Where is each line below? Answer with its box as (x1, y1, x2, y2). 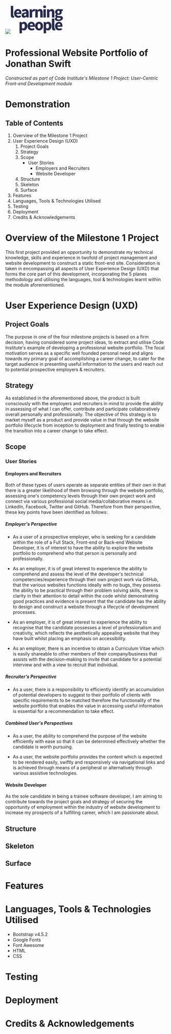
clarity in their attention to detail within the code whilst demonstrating (12, 593, 159, 599)
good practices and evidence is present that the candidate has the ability (12, 598, 166, 605)
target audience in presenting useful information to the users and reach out (5, 361, 163, 367)
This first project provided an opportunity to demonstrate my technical (5, 249, 153, 255)
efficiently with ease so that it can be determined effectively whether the (12, 739, 166, 745)
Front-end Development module (5, 80, 72, 87)
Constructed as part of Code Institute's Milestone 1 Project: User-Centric (5, 75, 158, 81)
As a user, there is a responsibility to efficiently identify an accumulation (12, 686, 164, 692)
